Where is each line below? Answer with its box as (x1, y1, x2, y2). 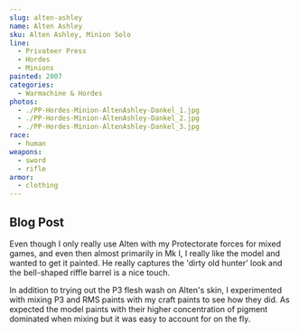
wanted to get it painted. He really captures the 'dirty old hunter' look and (9, 257, 283, 268)
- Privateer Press (17, 47, 88, 56)
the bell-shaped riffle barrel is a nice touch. (9, 267, 171, 278)
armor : (9, 172, 34, 181)
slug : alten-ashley (9, 13, 83, 23)
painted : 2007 (9, 72, 63, 81)
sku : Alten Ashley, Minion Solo (9, 30, 131, 39)
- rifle (17, 164, 47, 173)
